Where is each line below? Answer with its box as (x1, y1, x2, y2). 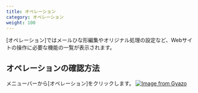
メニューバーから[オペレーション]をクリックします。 (6, 80, 135, 87)
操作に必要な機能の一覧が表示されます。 (16, 44, 115, 51)
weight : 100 (6, 20, 36, 25)
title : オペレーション (6, 8, 56, 15)
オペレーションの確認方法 (6, 63, 100, 73)
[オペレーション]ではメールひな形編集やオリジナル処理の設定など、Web (6, 37, 183, 44)
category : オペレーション (6, 14, 64, 20)
